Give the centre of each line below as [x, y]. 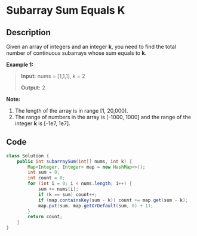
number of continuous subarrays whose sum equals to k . [76, 53]
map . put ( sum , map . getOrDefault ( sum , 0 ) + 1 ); [96, 206]
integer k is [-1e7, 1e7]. [42, 123]
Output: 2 [33, 88]
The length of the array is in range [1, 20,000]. [71, 111]
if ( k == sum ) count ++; [67, 194]
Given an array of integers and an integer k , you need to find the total [91, 46]
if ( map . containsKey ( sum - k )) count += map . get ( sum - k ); [113, 200]
